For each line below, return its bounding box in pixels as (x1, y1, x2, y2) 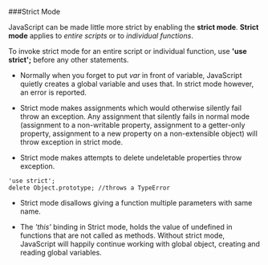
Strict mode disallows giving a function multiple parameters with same (19, 198, 253, 207)
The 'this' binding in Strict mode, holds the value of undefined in (19, 222, 233, 231)
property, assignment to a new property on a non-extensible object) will (19, 128, 258, 138)
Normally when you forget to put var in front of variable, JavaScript (19, 71, 242, 79)
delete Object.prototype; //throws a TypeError (8, 184, 171, 192)
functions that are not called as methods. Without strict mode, (19, 230, 225, 240)
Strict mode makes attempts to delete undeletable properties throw (19, 153, 242, 162)
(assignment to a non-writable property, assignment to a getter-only (19, 120, 246, 129)
